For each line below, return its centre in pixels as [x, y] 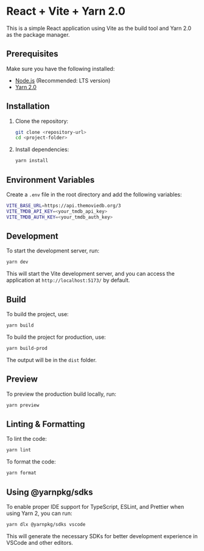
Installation [28, 106]
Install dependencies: [42, 150]
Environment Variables [51, 179]
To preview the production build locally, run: [62, 394]
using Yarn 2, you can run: [39, 513]
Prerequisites [32, 54]
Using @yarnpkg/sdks [50, 492]
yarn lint [19, 450]
